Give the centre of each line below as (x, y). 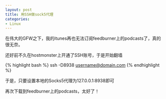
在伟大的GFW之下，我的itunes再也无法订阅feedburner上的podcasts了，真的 (83, 38)
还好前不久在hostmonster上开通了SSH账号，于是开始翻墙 (64, 55)
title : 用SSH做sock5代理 (29, 14)
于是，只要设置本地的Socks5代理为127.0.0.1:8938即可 (60, 81)
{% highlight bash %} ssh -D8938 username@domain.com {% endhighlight (83, 65)
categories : (17, 19)
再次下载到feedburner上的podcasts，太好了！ (52, 91)
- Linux (13, 24)
